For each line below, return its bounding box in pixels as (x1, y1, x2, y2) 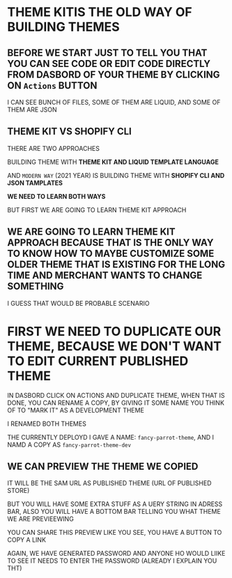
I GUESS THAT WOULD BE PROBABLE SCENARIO (7, 299, 150, 307)
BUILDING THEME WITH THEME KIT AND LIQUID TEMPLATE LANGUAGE (7, 158, 219, 166)
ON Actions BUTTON (7, 80, 98, 91)
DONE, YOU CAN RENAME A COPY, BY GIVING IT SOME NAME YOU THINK (7, 399, 225, 407)
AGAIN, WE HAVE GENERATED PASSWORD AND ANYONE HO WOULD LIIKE (7, 549, 226, 558)
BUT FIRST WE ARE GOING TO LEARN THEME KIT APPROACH (7, 205, 187, 214)
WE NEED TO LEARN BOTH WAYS (7, 192, 106, 200)
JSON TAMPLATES (7, 179, 63, 187)
